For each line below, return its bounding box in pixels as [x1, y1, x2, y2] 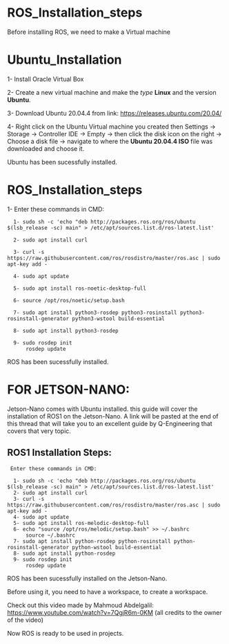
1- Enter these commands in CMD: [7, 205, 105, 213]
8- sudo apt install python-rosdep [13, 550, 116, 557]
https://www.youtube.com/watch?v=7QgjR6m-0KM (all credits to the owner [7, 608, 222, 616]
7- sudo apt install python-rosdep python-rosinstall [13, 537, 171, 544]
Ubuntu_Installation [7, 52, 122, 68]
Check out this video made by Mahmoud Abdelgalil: [7, 600, 154, 609]
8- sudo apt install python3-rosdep [13, 327, 119, 334]
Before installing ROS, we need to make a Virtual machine [7, 28, 171, 36]
